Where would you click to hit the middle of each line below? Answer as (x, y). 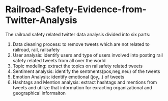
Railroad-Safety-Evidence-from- (76, 9)
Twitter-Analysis (41, 20)
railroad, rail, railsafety (36, 49)
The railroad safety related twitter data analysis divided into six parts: (78, 34)
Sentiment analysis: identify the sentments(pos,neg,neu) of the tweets (86, 71)
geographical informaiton (39, 93)
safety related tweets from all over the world (59, 60)
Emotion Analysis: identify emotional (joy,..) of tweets (68, 77)
